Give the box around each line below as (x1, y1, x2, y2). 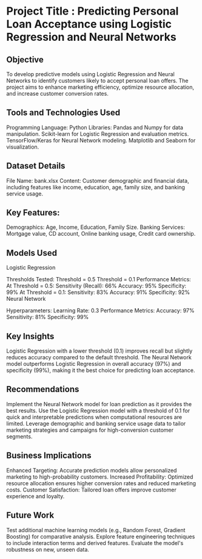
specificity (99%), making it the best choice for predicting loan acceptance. (6, 367, 195, 374)
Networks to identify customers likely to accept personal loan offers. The (6, 77, 189, 84)
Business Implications (6, 451, 92, 461)
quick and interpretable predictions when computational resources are (6, 413, 183, 421)
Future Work (6, 510, 55, 521)
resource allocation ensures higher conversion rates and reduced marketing (6, 479, 196, 487)
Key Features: (6, 208, 60, 218)
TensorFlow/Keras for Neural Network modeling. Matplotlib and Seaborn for (6, 136, 196, 144)
